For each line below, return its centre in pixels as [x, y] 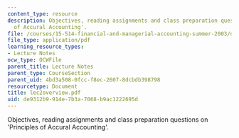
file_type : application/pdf [49, 40]
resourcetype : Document [43, 86]
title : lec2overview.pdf [44, 93]
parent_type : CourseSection [49, 73]
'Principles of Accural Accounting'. [58, 127]
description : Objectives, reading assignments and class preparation [113, 21]
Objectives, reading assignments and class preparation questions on [108, 120]
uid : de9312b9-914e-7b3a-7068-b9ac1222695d [73, 100]
